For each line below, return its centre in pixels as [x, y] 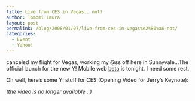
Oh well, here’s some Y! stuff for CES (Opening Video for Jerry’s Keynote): [97, 80]
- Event [21, 39]
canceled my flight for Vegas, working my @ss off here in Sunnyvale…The [97, 62]
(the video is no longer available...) [49, 91]
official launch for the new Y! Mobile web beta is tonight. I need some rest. [98, 68]
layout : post [22, 23]
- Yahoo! [22, 45]
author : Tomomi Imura [33, 17]
